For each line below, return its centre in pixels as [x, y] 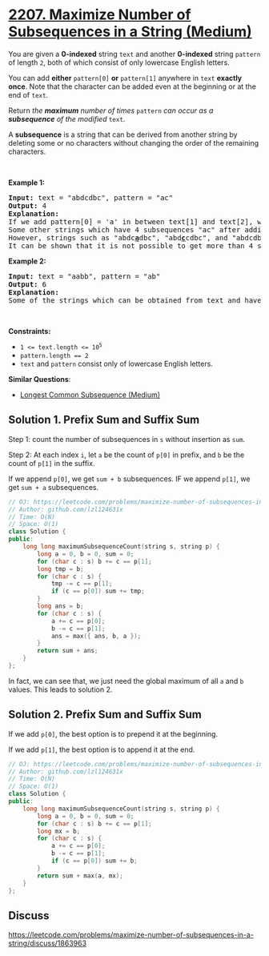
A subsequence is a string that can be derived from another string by [123, 135]
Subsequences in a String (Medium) [130, 32]
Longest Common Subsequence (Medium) [90, 395]
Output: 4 [27, 205]
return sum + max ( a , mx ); [80, 876]
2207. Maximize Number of [100, 15]
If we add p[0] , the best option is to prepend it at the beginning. [113, 733]
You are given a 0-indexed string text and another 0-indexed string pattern [134, 54]
